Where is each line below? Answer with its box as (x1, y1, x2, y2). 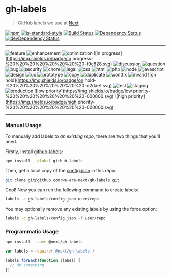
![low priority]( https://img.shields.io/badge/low (34, 88, 132, 94)
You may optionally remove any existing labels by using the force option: (5, 206, 157, 212)
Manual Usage (5, 121, 42, 129)
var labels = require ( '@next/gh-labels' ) (5, 248, 95, 254)
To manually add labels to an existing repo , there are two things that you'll (5, 133, 160, 139)
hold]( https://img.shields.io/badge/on (5, 77, 84, 83)
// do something (10, 262, 44, 268)
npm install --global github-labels (5, 159, 83, 164)
